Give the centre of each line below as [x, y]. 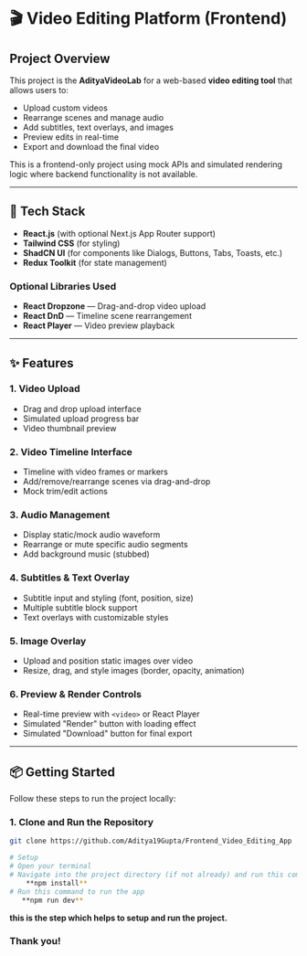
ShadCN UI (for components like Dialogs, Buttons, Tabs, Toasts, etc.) [153, 252]
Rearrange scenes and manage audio [93, 117]
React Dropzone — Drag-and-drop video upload [114, 306]
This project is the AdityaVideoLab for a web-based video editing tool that [151, 80]
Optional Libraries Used [63, 286]
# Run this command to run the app [77, 892]
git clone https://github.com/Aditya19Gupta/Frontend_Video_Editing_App [151, 841]
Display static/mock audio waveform [91, 535]
